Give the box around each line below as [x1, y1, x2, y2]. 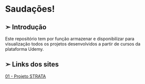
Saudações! [5, 3, 55, 15]
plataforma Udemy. [5, 46, 44, 52]
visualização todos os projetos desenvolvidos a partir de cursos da [5, 41, 141, 47]
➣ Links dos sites [5, 60, 59, 69]
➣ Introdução [5, 23, 47, 31]
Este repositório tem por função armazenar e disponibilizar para [5, 36, 135, 42]
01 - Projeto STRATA [5, 73, 46, 79]
